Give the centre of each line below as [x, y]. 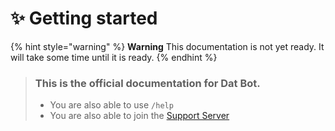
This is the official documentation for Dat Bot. [147, 83]
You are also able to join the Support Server [139, 116]
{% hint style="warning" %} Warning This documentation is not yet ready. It [167, 46]
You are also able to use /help [111, 105]
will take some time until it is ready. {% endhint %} [114, 57]
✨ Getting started [84, 18]
